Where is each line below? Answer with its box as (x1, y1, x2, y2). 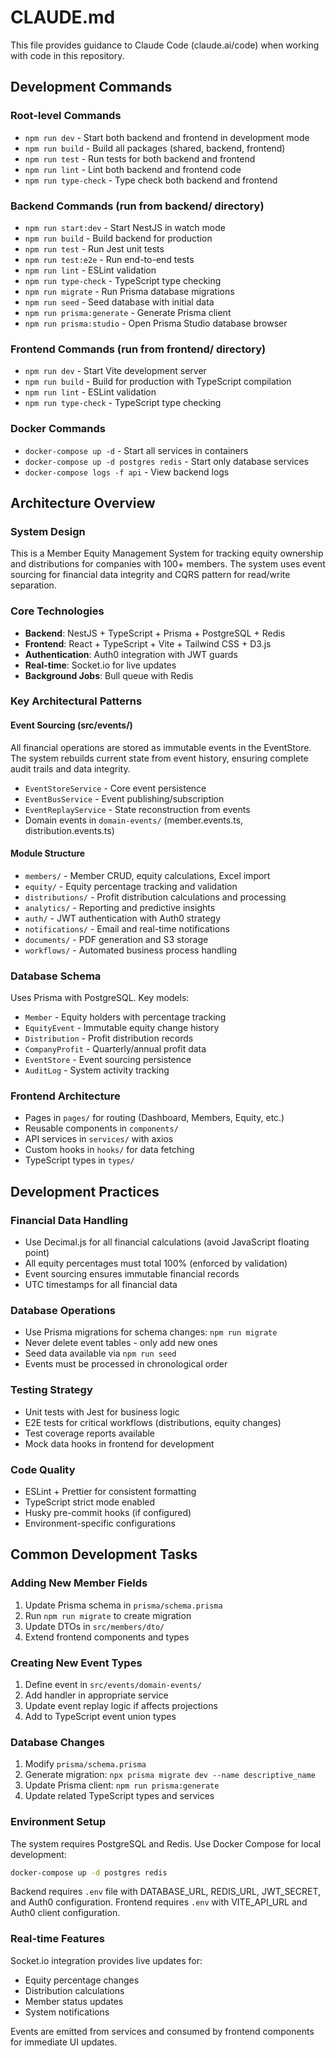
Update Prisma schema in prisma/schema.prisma (24, 1599, 223, 1611)
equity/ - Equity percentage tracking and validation (24, 880, 238, 892)
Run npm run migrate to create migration (24, 1609, 192, 1621)
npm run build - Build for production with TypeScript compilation (24, 376, 292, 388)
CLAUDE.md (10, 6, 116, 29)
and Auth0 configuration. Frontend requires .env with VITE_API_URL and (10, 1896, 308, 1908)
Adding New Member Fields (10, 1576, 148, 1590)
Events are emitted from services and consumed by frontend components (10, 2025, 315, 2037)
